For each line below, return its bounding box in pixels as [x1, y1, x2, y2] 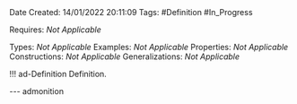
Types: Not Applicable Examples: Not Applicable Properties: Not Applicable [9, 42, 289, 52]
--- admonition [9, 86, 65, 96]
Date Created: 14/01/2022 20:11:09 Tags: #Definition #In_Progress [9, 7, 253, 17]
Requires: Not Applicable [9, 24, 101, 35]
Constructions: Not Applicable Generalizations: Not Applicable [9, 51, 240, 62]
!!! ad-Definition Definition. [9, 69, 108, 79]
